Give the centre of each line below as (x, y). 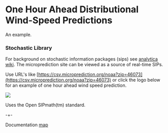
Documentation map (27, 125)
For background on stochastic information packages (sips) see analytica (81, 59)
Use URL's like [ (22, 74)
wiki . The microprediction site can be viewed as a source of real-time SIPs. (84, 65)
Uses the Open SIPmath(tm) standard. (45, 105)
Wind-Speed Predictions (59, 20)
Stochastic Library (29, 48)
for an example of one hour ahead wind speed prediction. (66, 85)
